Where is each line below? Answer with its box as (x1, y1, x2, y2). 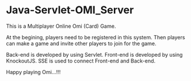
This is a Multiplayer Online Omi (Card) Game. (6, 23, 116, 30)
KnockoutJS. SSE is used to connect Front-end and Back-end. (6, 57, 156, 64)
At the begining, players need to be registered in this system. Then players (6, 34, 185, 41)
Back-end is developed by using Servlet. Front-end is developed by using (6, 51, 183, 58)
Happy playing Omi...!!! (6, 68, 61, 75)
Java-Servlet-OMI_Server (6, 3, 134, 17)
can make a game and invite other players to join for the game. (6, 40, 157, 47)
